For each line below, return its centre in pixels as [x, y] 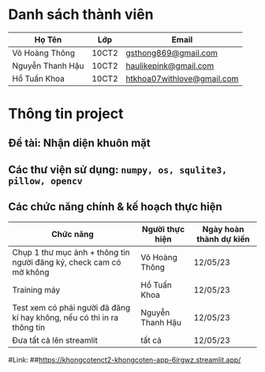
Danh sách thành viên [81, 15]
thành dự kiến [223, 239]
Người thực [163, 229]
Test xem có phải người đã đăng [71, 307]
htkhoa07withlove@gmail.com [182, 78]
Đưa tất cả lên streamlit [55, 340]
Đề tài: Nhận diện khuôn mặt [80, 143]
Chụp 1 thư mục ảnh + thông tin [71, 252]
